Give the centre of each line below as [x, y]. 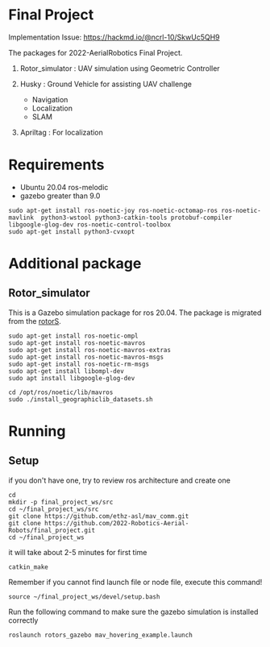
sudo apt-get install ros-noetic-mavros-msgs [86, 357]
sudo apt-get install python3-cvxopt [72, 231]
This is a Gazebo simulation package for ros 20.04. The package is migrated [135, 313]
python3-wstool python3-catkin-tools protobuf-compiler [136, 218]
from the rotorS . [35, 321]
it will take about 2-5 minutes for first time [78, 552]
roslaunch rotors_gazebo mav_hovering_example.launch [101, 635]
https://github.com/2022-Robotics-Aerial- [116, 523]
